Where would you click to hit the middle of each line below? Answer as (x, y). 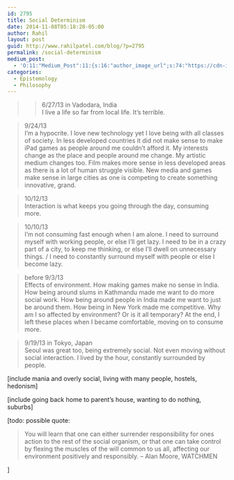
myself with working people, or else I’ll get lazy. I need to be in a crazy (125, 242)
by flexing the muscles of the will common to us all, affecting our (117, 449)
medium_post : (26, 59)
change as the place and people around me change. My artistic (115, 156)
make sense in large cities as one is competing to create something (121, 178)
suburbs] (20, 407)
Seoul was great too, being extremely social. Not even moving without (125, 350)
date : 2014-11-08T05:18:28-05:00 (56, 27)
